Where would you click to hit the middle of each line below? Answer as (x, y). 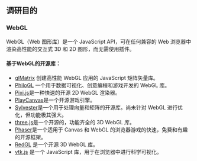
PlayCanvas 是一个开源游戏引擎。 (55, 100)
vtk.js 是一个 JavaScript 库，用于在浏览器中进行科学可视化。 (88, 152)
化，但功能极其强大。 (41, 115)
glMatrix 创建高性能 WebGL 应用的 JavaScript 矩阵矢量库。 (86, 78)
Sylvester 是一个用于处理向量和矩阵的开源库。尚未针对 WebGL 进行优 (99, 107)
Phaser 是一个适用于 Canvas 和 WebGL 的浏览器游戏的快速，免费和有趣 (101, 130)
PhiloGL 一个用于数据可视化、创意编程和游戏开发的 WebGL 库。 (92, 85)
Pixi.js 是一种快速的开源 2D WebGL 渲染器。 (67, 92)
